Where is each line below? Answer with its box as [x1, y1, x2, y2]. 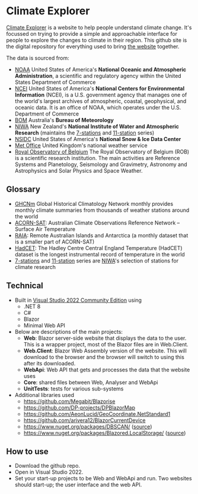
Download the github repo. [14, 462, 80, 470]
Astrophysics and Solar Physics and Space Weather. [14, 167, 143, 174]
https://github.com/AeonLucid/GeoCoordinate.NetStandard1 [23, 410, 171, 417]
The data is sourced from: [6, 54, 69, 61]
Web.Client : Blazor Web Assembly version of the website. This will [23, 347, 187, 354]
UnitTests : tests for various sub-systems [23, 385, 124, 392]
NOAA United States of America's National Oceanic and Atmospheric [14, 65, 187, 73]
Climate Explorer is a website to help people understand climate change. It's [6, 24, 192, 31]
